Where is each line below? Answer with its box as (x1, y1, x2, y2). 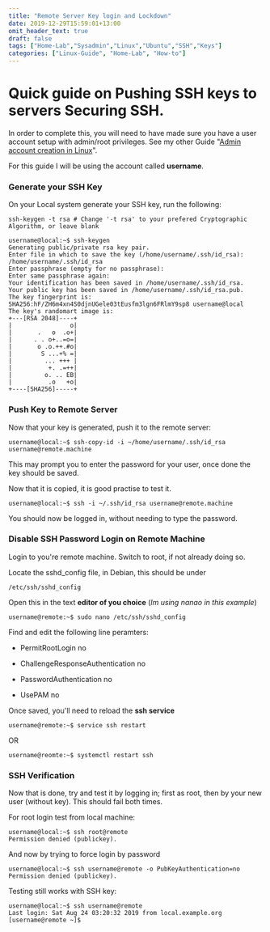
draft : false (8, 34, 53, 43)
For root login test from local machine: (8, 812, 136, 822)
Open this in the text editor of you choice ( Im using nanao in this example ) (8, 597, 257, 607)
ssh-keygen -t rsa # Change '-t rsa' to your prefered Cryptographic (8, 215, 248, 223)
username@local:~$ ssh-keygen (8, 236, 111, 245)
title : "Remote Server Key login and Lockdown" (8, 11, 172, 20)
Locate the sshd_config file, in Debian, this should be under (8, 567, 206, 577)
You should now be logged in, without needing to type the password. (8, 513, 238, 523)
